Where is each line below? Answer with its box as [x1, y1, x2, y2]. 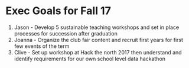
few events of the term [14, 43, 70, 50]
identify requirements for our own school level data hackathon [14, 55, 166, 62]
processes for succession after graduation [14, 30, 118, 37]
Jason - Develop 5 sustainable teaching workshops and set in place [14, 24, 180, 31]
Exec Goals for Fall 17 [5, 4, 112, 18]
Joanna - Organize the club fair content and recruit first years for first [14, 36, 184, 43]
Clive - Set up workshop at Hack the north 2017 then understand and [14, 48, 182, 56]
